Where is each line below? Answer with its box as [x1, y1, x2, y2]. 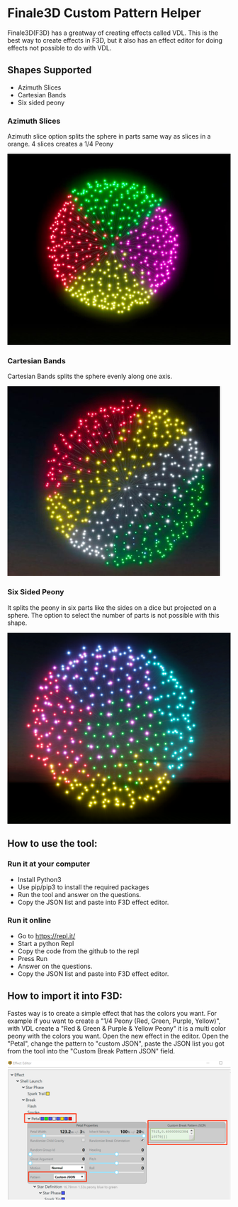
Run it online [7, 916, 52, 926]
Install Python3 [17, 875, 62, 884]
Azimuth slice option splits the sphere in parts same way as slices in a [7, 132, 211, 141]
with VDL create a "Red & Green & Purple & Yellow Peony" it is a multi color [7, 1024, 227, 1032]
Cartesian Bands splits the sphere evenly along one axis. [7, 372, 172, 381]
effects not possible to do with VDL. [7, 43, 112, 52]
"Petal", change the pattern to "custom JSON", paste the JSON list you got [7, 1039, 225, 1048]
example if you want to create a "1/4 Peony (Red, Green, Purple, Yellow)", [7, 1016, 221, 1025]
